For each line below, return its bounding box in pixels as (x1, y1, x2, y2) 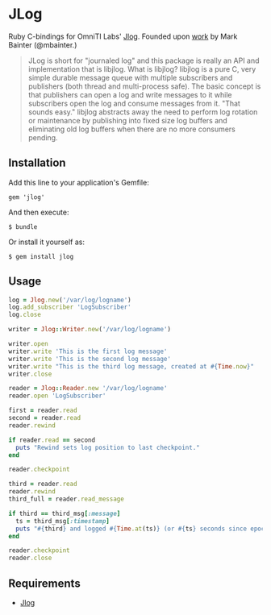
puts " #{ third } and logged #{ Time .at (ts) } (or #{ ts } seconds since (15, 525, 248, 533)
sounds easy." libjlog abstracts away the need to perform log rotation (27, 106, 258, 117)
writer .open (8, 340, 48, 348)
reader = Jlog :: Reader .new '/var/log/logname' (8, 384, 168, 393)
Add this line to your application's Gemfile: (8, 177, 149, 187)
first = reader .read (8, 406, 78, 415)
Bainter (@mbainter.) (8, 39, 77, 49)
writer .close (8, 370, 52, 378)
